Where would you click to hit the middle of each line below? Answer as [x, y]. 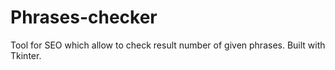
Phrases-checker [84, 17]
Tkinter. [26, 55]
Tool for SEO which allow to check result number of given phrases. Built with [168, 45]
